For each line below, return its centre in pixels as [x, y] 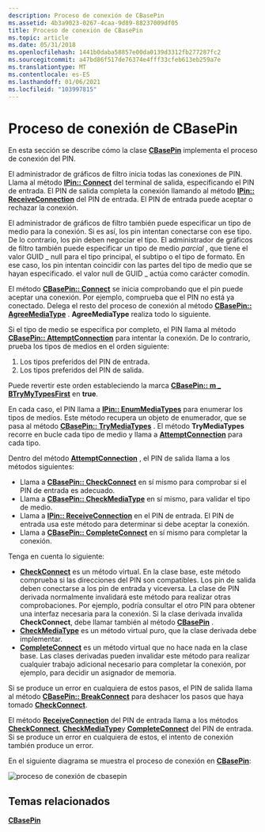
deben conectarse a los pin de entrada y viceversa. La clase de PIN [129, 589]
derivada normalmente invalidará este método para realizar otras [125, 597]
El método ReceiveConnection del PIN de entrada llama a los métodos [123, 720]
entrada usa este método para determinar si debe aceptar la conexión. [134, 525]
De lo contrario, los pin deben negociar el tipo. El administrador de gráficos [131, 240]
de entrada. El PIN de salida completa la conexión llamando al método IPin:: [131, 191]
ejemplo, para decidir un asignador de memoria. [98, 673]
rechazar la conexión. [44, 208]
